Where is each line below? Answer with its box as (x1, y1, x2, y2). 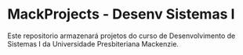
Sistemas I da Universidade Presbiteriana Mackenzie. (7, 39, 180, 48)
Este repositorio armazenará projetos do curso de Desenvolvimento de (7, 31, 236, 40)
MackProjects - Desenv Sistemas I (7, 5, 235, 23)
